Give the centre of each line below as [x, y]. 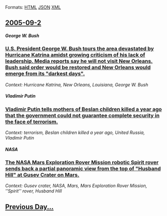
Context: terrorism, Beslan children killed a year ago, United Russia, [75, 132]
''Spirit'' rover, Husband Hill [33, 191]
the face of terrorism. [32, 121]
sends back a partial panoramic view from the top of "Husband [83, 168]
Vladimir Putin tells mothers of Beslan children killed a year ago [83, 109]
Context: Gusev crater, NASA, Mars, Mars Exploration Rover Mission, [76, 186]
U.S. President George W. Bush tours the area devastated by [79, 48]
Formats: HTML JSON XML [33, 7]
